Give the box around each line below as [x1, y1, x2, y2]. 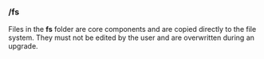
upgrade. [8, 41, 38, 51]
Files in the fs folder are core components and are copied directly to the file [8, 25, 257, 34]
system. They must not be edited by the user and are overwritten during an [8, 33, 255, 42]
